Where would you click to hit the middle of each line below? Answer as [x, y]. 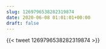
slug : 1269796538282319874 [40, 12]
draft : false [23, 23]
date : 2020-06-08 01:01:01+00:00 [48, 18]
